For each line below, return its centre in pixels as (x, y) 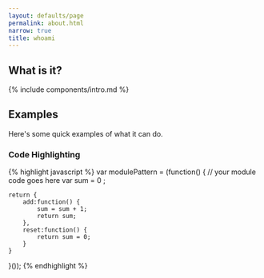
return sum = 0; (64, 237)
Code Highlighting (44, 154)
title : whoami (32, 38)
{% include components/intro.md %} (69, 89)
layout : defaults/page (46, 16)
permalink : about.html (46, 23)
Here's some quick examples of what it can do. (86, 133)
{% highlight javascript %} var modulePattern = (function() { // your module (132, 172)
